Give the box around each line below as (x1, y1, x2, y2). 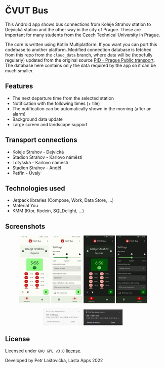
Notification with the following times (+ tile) (12, 100, 100, 106)
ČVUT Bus (5, 5, 48, 16)
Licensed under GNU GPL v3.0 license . (5, 348, 82, 354)
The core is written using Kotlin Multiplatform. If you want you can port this (5, 41, 157, 47)
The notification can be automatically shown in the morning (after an (12, 105, 152, 111)
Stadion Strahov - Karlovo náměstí (12, 154, 82, 160)
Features (5, 82, 33, 91)
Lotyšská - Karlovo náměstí (12, 159, 68, 165)
